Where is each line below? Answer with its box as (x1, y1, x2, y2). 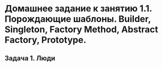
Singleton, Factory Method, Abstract (4, 24, 159, 35)
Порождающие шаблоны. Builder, (4, 13, 151, 25)
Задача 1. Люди (4, 54, 55, 62)
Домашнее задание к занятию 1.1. (4, 3, 152, 14)
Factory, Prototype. (4, 34, 87, 46)
